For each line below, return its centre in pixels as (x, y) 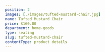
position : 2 (17, 10)
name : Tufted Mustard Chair (34, 19)
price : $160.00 (21, 24)
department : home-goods (30, 28)
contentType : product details (36, 42)
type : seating (20, 33)
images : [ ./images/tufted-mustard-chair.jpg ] (53, 14)
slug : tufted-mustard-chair (34, 38)
